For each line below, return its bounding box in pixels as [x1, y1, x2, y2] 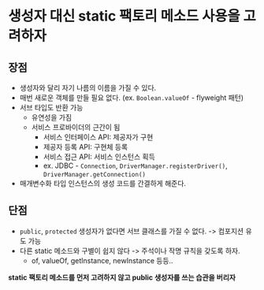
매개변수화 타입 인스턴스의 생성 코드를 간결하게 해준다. [19, 179, 187, 188]
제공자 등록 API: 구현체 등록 [43, 143, 128, 151]
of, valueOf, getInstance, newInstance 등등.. [31, 255, 173, 265]
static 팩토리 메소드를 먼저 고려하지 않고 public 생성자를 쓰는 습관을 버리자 [8, 273, 236, 282]
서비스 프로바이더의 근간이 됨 [31, 123, 121, 132]
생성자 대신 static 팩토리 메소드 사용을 [8, 7, 240, 25]
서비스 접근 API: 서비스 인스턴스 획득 [43, 152, 155, 162]
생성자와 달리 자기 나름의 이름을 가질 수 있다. [19, 84, 157, 92]
